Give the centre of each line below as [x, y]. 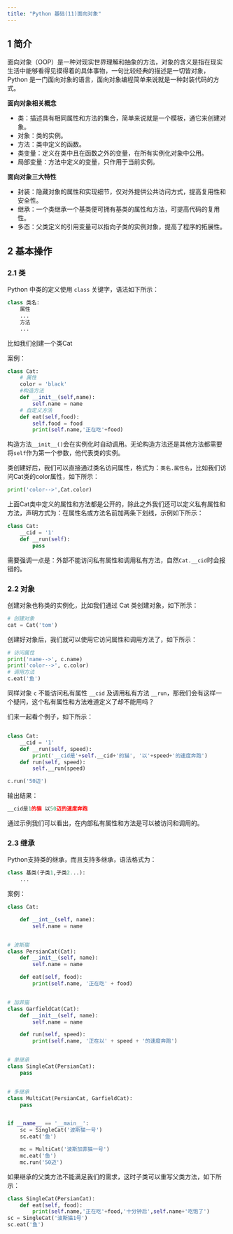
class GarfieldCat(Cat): [43, 1009]
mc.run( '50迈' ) [41, 1162]
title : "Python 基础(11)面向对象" [54, 14]
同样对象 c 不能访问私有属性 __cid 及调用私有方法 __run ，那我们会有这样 [112, 693]
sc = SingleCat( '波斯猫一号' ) [61, 1130]
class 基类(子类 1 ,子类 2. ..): [47, 873]
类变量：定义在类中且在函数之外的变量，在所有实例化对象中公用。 [112, 153]
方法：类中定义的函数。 [51, 144]
